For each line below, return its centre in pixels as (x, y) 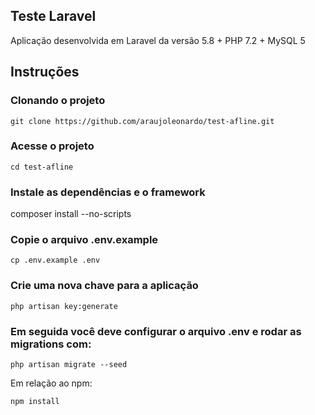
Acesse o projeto (52, 146)
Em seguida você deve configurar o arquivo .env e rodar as (156, 331)
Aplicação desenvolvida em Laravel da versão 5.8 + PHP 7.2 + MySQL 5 (158, 40)
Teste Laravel (53, 16)
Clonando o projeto (58, 101)
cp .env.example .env (55, 260)
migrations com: (51, 344)
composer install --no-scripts (71, 214)
